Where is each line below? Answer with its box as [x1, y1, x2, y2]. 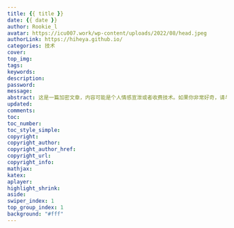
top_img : [7, 56, 33, 63]
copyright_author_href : [7, 146, 77, 153]
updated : [7, 101, 33, 108]
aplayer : [7, 178, 33, 185]
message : [7, 88, 33, 95]
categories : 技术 [7, 42, 56, 49]
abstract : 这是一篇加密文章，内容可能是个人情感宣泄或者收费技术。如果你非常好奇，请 [7, 95, 225, 101]
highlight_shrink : [7, 185, 61, 192]
